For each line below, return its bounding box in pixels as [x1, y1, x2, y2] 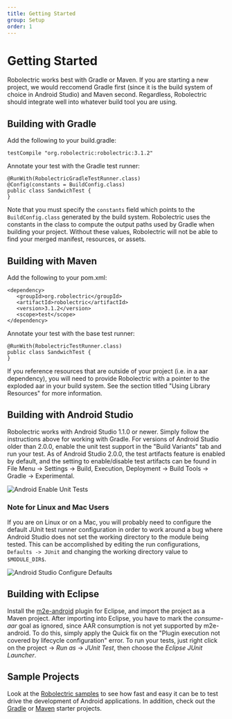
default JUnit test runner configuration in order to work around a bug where [7, 526, 223, 534]
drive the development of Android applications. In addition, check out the [7, 697, 216, 705]
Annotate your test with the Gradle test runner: [7, 162, 140, 170]
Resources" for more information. [7, 389, 102, 397]
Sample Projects [7, 671, 80, 683]
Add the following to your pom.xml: [7, 273, 107, 281]
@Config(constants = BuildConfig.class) [7, 181, 126, 188]
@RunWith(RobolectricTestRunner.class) [7, 342, 123, 350]
